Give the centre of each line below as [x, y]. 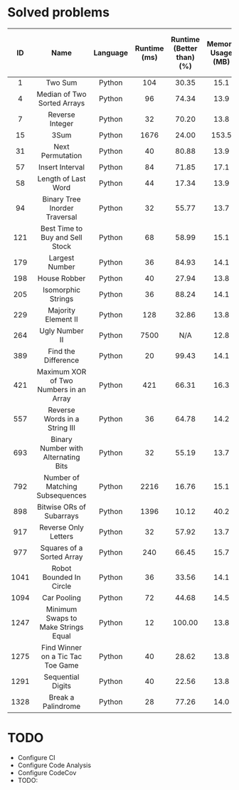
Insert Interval [62, 167]
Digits [62, 685]
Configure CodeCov [47, 772]
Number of [62, 478]
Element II [62, 319]
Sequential [62, 677]
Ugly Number [61, 330]
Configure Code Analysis [54, 765]
